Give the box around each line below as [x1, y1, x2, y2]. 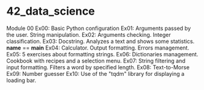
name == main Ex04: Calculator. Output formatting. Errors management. [6, 44, 190, 51]
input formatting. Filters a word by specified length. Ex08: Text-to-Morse [6, 63, 190, 71]
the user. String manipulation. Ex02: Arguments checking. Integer [6, 31, 172, 38]
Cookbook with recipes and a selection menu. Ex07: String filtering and [6, 57, 186, 64]
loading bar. [6, 77, 37, 84]
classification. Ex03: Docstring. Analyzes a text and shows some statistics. [6, 37, 195, 45]
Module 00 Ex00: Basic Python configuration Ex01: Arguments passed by [6, 24, 191, 32]
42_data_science [6, 4, 95, 18]
